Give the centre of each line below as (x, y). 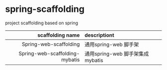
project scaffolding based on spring (42, 23)
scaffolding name (58, 35)
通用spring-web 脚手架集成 (117, 54)
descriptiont (99, 35)
